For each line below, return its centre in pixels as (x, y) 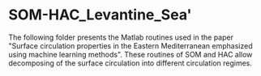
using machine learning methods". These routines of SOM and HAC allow (130, 54)
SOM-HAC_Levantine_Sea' (100, 15)
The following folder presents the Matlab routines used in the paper (121, 37)
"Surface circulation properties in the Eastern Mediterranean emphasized (130, 45)
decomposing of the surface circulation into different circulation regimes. (130, 63)
